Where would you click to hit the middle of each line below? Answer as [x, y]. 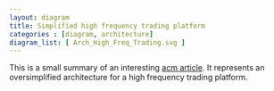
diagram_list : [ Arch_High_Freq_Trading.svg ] [97, 42]
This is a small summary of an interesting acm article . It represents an [137, 68]
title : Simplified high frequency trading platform [107, 26]
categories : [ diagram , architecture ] [81, 34]
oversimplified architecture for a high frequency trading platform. [129, 78]
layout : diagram [39, 17]
